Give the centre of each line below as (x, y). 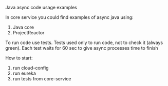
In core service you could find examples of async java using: (69, 17)
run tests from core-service (42, 79)
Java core (23, 27)
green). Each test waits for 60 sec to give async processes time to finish (82, 48)
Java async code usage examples (41, 7)
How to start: (19, 58)
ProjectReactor (29, 33)
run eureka (24, 73)
